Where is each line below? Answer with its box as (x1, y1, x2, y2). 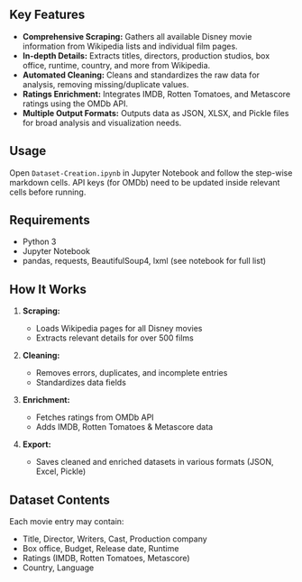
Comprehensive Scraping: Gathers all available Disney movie (22, 31, 252, 41)
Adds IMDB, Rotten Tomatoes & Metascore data (35, 422, 214, 432)
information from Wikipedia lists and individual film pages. (22, 41, 238, 51)
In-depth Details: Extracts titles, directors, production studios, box (22, 50, 270, 61)
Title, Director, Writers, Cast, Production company (22, 533, 207, 544)
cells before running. (9, 186, 87, 197)
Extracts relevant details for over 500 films (35, 332, 194, 343)
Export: (22, 439, 51, 450)
